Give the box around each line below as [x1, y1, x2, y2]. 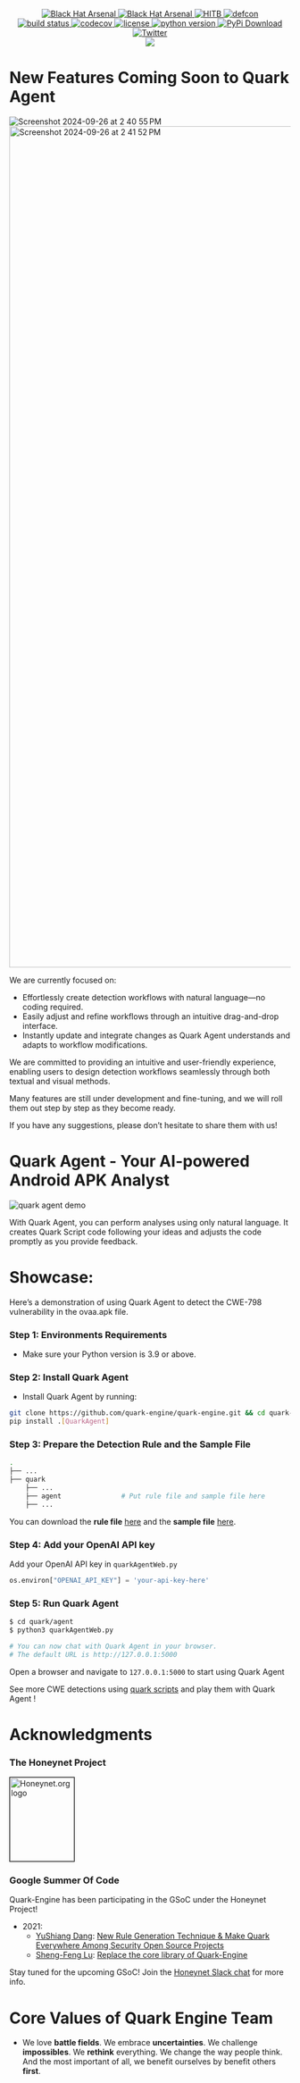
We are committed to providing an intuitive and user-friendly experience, [9, 1057, 277, 1067]
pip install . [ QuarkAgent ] [9, 1417, 110, 1426]
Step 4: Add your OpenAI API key [9, 1538, 155, 1551]
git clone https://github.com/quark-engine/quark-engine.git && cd [9, 1409, 266, 1418]
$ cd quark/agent [9, 1618, 74, 1627]
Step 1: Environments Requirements [9, 1328, 168, 1341]
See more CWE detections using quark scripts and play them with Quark [9, 1684, 275, 1694]
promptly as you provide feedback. [9, 1235, 138, 1246]
